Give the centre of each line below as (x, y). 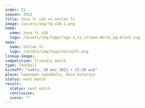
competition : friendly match (36, 61)
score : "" (20, 98)
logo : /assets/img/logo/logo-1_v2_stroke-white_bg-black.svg (75, 38)
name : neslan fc (27, 47)
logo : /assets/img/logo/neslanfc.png (49, 51)
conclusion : (22, 93)
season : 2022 (19, 14)
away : (11, 42)
